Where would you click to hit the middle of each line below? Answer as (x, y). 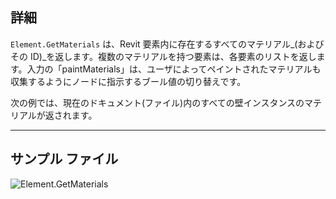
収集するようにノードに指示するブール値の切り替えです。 (128, 81)
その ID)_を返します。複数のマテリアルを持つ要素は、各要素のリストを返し (163, 56)
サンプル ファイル (64, 159)
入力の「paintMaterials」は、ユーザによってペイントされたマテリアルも (174, 69)
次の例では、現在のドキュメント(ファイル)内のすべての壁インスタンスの (157, 102)
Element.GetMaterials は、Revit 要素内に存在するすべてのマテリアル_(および (167, 44)
